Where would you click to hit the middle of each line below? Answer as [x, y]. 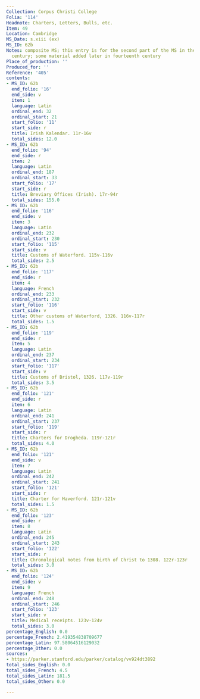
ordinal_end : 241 [33, 416]
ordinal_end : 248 [33, 598]
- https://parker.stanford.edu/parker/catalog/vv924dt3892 [81, 659]
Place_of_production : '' [37, 61]
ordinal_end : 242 [33, 477]
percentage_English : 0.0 [37, 632]
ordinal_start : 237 [36, 421]
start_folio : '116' [36, 305]
